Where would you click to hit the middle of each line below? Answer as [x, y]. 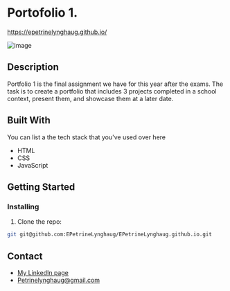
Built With [29, 120]
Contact [25, 256]
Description [33, 67]
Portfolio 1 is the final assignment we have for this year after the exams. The [115, 84]
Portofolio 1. [43, 13]
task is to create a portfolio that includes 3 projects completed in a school [112, 91]
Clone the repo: [39, 222]
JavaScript [33, 165]
